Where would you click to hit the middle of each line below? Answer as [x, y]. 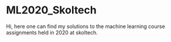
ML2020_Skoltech [51, 10]
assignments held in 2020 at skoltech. [52, 32]
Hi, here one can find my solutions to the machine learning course [85, 26]
